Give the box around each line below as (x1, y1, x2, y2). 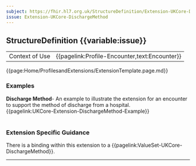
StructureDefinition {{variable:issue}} (6, 36, 147, 46)
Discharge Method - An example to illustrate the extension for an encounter (6, 95, 188, 102)
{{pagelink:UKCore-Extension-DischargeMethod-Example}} (6, 108, 150, 115)
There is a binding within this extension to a (6, 141, 111, 148)
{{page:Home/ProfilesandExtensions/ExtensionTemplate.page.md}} (6, 67, 168, 74)
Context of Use (9, 52, 51, 60)
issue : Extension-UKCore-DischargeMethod (6, 14, 108, 20)
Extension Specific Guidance (6, 128, 90, 136)
